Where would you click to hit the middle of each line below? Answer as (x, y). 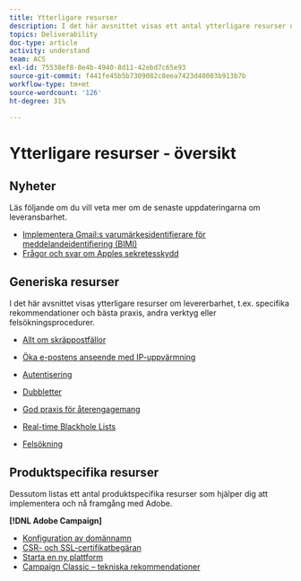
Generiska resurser (64, 282)
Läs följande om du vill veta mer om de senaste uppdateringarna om (135, 208)
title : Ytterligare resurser (64, 17)
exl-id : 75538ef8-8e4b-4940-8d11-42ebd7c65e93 (98, 68)
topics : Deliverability (54, 34)
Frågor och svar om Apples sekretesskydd (100, 254)
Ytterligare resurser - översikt (123, 153)
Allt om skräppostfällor (64, 340)
